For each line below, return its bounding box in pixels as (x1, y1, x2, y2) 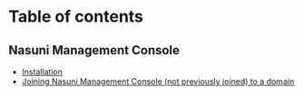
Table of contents (8, 6, 144, 27)
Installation (21, 66, 64, 77)
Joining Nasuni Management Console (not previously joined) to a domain (21, 76, 295, 87)
